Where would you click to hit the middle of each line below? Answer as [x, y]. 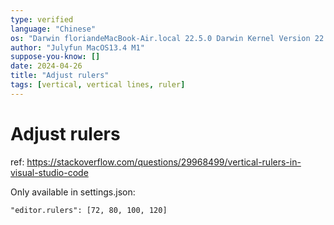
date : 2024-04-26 [46, 66]
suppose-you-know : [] [55, 57]
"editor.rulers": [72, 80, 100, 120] [89, 210]
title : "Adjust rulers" [60, 76]
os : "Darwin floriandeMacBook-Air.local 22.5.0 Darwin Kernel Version [160, 38]
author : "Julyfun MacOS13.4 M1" [77, 47]
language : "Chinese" [53, 29]
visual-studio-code [49, 172]
